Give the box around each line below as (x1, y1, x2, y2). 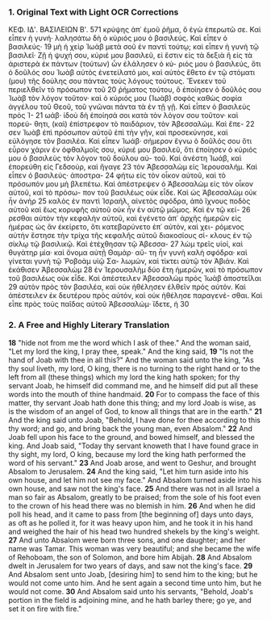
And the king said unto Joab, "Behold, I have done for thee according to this (8, 415, 261, 425)
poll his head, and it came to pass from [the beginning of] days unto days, (8, 509, 254, 519)
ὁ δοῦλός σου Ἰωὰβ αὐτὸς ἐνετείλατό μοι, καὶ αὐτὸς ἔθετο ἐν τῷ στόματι (8, 68, 256, 77)
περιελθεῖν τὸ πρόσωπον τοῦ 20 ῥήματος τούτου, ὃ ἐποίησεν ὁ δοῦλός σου (8, 85, 262, 94)
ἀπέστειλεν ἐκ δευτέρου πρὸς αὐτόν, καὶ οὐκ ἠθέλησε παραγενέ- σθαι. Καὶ (8, 291, 263, 300)
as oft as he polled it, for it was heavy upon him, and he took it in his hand (8, 517, 253, 527)
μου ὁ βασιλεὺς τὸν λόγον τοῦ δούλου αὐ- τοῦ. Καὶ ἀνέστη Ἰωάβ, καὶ (8, 153, 242, 163)
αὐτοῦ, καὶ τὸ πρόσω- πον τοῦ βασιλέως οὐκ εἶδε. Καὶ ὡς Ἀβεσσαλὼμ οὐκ (8, 188, 257, 198)
